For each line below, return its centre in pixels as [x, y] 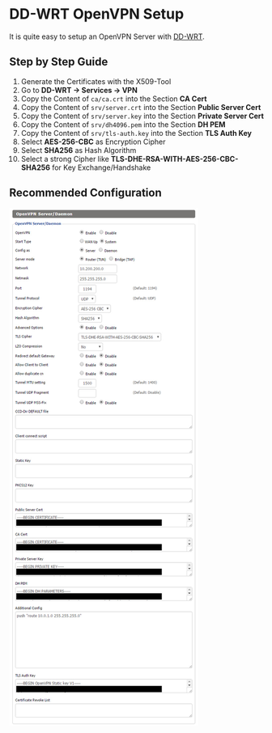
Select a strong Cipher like [65, 159]
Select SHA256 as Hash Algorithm [79, 150]
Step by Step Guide [59, 62]
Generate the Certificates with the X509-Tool [96, 81]
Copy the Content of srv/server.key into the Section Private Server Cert [142, 116]
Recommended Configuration [85, 193]
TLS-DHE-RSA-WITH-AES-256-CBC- [175, 159]
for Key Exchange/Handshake [102, 167]
